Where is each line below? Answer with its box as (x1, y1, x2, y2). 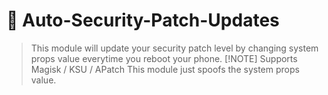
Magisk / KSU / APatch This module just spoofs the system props (30, 63, 300, 75)
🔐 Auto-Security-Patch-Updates (6, 9, 280, 32)
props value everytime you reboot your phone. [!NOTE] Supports (30, 52, 298, 64)
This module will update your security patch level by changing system (30, 42, 319, 54)
